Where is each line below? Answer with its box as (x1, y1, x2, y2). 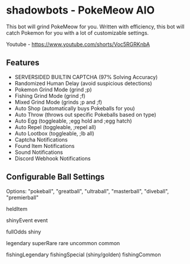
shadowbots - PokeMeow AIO (6, 4, 155, 17)
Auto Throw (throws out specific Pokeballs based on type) (14, 111, 156, 118)
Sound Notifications (14, 148, 63, 156)
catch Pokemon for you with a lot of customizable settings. (6, 29, 149, 36)
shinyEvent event (6, 216, 48, 224)
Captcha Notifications (14, 136, 68, 143)
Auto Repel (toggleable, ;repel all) (14, 123, 96, 130)
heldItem (6, 205, 28, 212)
